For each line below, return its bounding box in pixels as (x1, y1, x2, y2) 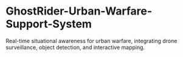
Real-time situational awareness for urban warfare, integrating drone (5, 37, 178, 44)
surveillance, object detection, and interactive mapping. (5, 44, 145, 51)
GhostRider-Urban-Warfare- (5, 4, 153, 18)
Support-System (5, 17, 92, 31)
